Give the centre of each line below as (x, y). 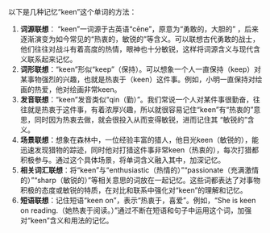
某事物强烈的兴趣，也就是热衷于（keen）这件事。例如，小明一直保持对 (137, 79)
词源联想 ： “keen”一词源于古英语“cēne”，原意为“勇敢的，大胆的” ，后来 (139, 29)
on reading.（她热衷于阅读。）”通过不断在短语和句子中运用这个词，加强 (136, 210)
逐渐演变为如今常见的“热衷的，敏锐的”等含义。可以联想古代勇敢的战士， (140, 39)
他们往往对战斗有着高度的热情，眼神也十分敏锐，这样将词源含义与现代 (137, 49)
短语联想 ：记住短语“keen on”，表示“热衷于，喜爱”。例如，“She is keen (138, 200)
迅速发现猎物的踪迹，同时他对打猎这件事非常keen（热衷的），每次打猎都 (139, 150)
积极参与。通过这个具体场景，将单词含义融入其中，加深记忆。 (123, 160)
